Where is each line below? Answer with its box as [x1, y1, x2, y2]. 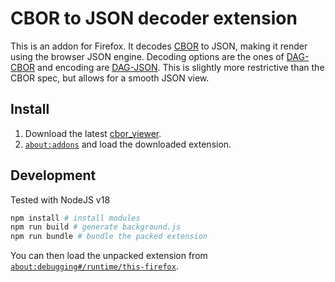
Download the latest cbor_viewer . [24, 127, 162, 139]
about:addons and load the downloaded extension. [24, 138, 232, 150]
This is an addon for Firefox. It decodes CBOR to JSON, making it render [10, 40, 308, 52]
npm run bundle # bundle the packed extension [10, 232, 208, 242]
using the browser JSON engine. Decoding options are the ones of [10, 50, 285, 62]
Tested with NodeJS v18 [10, 193, 111, 206]
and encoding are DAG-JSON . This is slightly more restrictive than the [37, 61, 325, 73]
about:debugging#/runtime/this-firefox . [10, 260, 179, 272]
